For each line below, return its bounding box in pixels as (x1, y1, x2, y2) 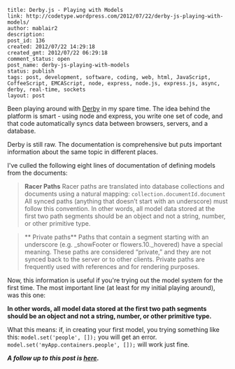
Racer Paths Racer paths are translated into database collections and (24, 182, 225, 190)
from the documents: (7, 168, 68, 177)
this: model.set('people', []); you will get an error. (7, 333, 157, 341)
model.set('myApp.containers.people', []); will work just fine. (7, 340, 190, 349)
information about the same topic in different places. (7, 147, 159, 156)
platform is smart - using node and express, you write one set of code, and (7, 112, 223, 120)
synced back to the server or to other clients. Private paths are (24, 255, 205, 263)
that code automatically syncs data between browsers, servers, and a (7, 120, 208, 127)
